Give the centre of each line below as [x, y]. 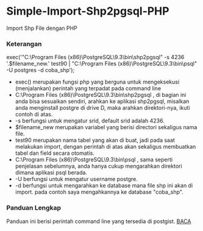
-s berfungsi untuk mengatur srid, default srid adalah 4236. [90, 121]
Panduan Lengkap [34, 208]
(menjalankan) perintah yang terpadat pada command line [88, 88]
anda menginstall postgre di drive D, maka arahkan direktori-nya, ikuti [102, 108]
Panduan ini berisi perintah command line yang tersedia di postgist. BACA [99, 221]
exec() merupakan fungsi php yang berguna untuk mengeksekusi [97, 82]
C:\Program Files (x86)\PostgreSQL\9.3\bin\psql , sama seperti [94, 160]
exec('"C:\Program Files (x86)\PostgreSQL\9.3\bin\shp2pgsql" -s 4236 [95, 57]
